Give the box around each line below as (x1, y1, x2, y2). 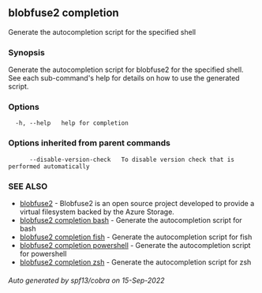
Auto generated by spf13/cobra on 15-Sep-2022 (8, 276, 165, 285)
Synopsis (8, 47, 45, 58)
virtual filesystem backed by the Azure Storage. (19, 207, 175, 216)
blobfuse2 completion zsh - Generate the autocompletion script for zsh (19, 257, 252, 267)
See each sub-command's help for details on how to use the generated (8, 73, 240, 83)
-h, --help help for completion (15, 119, 129, 127)
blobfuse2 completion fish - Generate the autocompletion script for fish (19, 232, 253, 242)
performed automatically (8, 162, 90, 171)
